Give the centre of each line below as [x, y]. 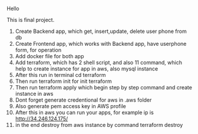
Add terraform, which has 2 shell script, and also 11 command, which [98, 62]
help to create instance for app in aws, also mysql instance [87, 69]
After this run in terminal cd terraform [60, 75]
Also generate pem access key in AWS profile [70, 106]
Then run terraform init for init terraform [63, 81]
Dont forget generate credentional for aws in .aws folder [83, 100]
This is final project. [31, 20]
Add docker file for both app [49, 56]
